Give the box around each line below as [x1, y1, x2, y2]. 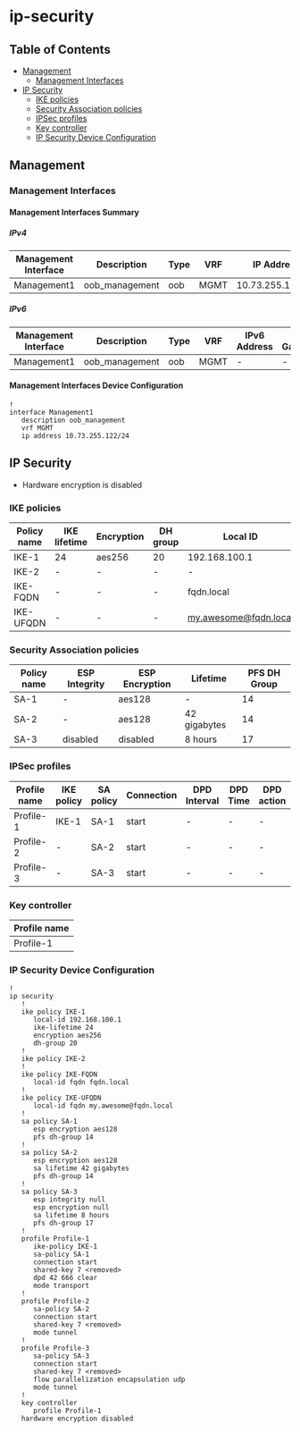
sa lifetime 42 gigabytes [32, 1164, 129, 1173]
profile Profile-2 [21, 1297, 90, 1306]
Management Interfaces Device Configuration [9, 380, 184, 391]
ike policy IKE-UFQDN [21, 1093, 102, 1103]
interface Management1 [9, 409, 94, 417]
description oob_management [21, 416, 126, 425]
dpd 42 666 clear [32, 1274, 98, 1283]
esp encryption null [32, 1203, 110, 1212]
